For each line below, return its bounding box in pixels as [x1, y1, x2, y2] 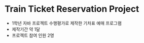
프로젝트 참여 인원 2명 [11, 32, 55, 38]
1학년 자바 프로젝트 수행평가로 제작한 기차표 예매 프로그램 [11, 20, 122, 26]
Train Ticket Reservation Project [4, 3, 139, 15]
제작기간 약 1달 [11, 26, 40, 32]
